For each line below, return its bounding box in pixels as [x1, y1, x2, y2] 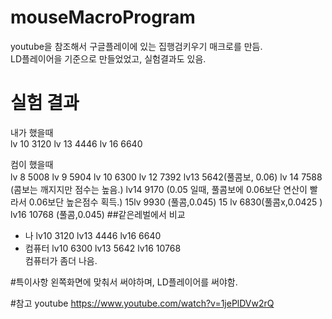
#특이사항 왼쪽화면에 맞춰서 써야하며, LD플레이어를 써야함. [10, 276, 238, 288]
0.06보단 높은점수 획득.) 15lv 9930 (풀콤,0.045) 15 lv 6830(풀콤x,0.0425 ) [28, 196, 323, 208]
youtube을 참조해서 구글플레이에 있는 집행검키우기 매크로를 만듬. [10, 40, 263, 52]
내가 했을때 [10, 126, 54, 138]
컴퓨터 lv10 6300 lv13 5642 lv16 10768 [24, 242, 182, 254]
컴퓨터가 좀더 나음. [24, 254, 98, 266]
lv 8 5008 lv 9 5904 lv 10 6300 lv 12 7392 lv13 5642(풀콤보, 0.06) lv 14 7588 [10, 171, 323, 183]
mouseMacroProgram [10, 6, 196, 29]
